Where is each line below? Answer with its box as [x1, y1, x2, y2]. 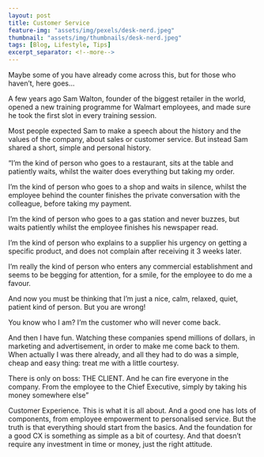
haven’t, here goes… [8, 78, 75, 88]
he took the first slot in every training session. [8, 111, 157, 120]
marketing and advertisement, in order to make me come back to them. [8, 341, 239, 351]
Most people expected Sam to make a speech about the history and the [8, 126, 241, 135]
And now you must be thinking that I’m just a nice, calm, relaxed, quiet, [8, 294, 239, 303]
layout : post [8, 11, 51, 20]
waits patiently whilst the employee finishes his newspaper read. [8, 223, 219, 232]
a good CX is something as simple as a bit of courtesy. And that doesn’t [8, 431, 241, 440]
